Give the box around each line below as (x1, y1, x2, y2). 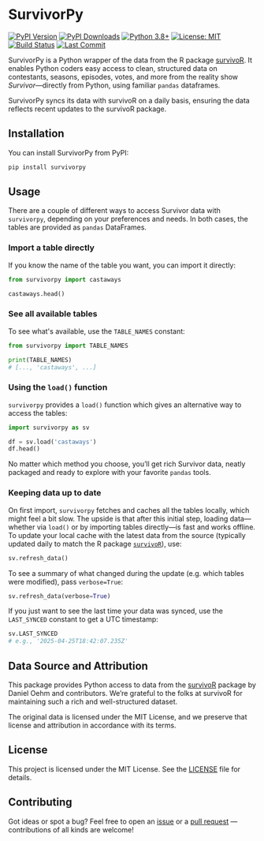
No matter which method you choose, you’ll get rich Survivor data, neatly (8, 459, 246, 469)
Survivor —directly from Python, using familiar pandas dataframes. (8, 80, 221, 90)
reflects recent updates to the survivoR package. (8, 104, 167, 114)
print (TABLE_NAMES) (8, 356, 73, 364)
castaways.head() (8, 290, 65, 297)
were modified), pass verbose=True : (8, 577, 124, 586)
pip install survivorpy (8, 163, 87, 171)
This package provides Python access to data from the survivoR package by (8, 680, 256, 690)
